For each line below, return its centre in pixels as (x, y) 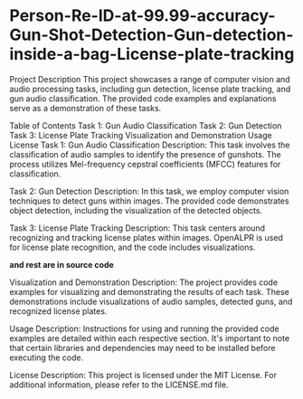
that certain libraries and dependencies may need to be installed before (142, 347)
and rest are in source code (62, 264)
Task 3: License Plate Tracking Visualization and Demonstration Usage (141, 135)
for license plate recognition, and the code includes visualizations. (133, 247)
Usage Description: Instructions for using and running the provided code (144, 328)
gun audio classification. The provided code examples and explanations (143, 98)
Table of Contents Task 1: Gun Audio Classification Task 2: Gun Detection (146, 125)
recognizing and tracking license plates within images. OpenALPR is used (146, 237)
